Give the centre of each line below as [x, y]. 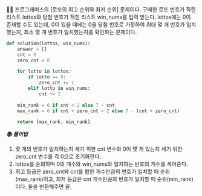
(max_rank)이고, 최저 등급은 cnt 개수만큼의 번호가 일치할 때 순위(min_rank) [104, 179]
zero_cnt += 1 [56, 83]
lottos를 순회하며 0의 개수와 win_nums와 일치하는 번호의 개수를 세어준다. [102, 164]
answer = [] [32, 49]
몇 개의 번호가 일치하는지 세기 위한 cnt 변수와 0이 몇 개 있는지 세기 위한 [99, 149]
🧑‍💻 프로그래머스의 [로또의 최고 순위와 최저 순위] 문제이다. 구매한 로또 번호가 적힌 [101, 9]
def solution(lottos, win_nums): [48, 43]
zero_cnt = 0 [34, 60]
